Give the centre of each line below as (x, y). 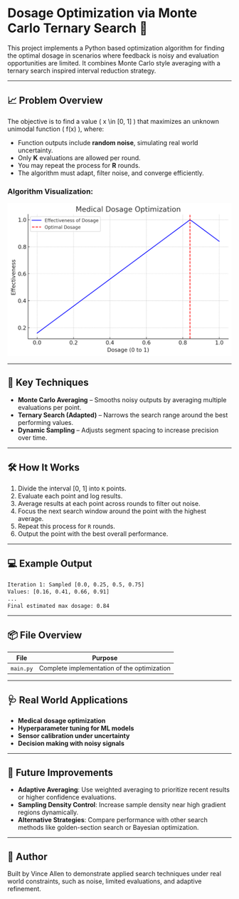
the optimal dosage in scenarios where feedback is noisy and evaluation (113, 56)
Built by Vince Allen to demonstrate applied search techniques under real (115, 874)
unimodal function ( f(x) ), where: (56, 129)
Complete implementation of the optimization (105, 668)
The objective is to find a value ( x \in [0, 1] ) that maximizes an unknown (113, 121)
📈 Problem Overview (55, 101)
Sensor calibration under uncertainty (74, 736)
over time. (32, 437)
